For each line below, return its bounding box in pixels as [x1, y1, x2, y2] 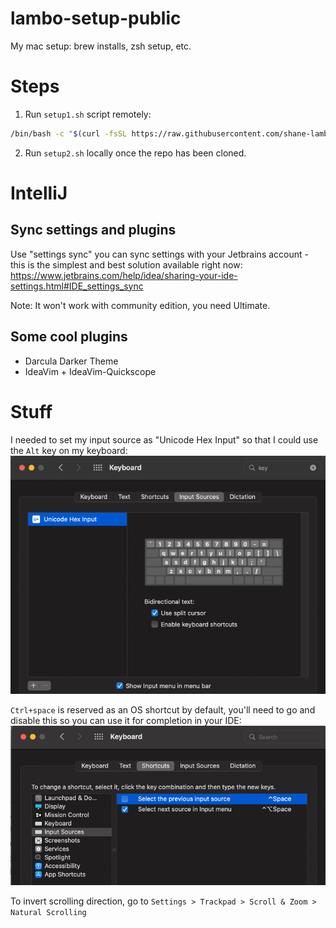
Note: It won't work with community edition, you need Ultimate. [10, 299, 271, 311]
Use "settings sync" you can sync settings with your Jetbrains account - [10, 248, 309, 260]
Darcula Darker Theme [24, 355, 119, 367]
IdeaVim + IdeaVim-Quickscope [24, 365, 157, 377]
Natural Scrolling [10, 907, 87, 917]
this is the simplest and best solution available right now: [10, 258, 243, 271]
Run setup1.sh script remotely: [24, 108, 152, 120]
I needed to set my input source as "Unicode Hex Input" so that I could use [10, 433, 319, 446]
